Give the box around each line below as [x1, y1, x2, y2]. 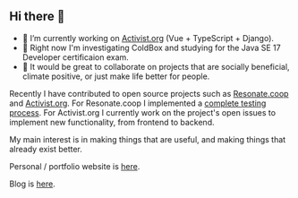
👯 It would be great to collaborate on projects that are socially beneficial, [21, 61, 290, 72]
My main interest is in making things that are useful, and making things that [9, 133, 286, 144]
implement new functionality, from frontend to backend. [9, 116, 215, 127]
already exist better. [9, 143, 83, 154]
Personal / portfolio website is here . [9, 160, 140, 171]
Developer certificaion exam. [21, 51, 130, 63]
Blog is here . [9, 178, 55, 189]
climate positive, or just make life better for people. [21, 71, 210, 82]
